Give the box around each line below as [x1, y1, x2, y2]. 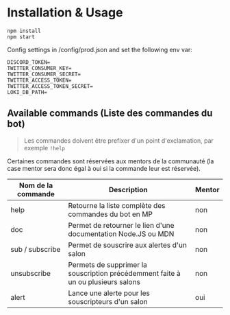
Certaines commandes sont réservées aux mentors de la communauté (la [7, 156, 214, 165]
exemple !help [23, 143, 66, 152]
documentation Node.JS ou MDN [68, 229, 175, 238]
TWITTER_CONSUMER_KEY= [7, 65, 72, 71]
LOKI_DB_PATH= [7, 89, 48, 95]
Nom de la [19, 180, 53, 190]
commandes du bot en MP [68, 209, 153, 219]
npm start [7, 33, 36, 40]
